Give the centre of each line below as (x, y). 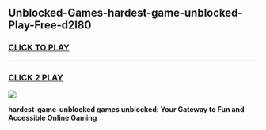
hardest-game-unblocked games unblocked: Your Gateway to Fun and (126, 109)
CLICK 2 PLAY (36, 77)
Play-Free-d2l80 (50, 26)
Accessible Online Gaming (53, 117)
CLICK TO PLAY (39, 48)
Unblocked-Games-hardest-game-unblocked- (125, 13)
